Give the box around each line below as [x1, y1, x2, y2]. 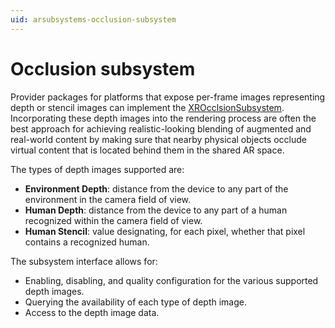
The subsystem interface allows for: [10, 255, 158, 267]
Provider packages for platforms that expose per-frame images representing [10, 91, 326, 103]
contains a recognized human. [24, 236, 150, 248]
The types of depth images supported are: [10, 163, 185, 175]
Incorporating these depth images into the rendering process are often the [10, 112, 317, 124]
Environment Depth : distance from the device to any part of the [24, 182, 289, 195]
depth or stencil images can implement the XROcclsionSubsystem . [10, 101, 285, 113]
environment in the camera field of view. [24, 193, 192, 205]
